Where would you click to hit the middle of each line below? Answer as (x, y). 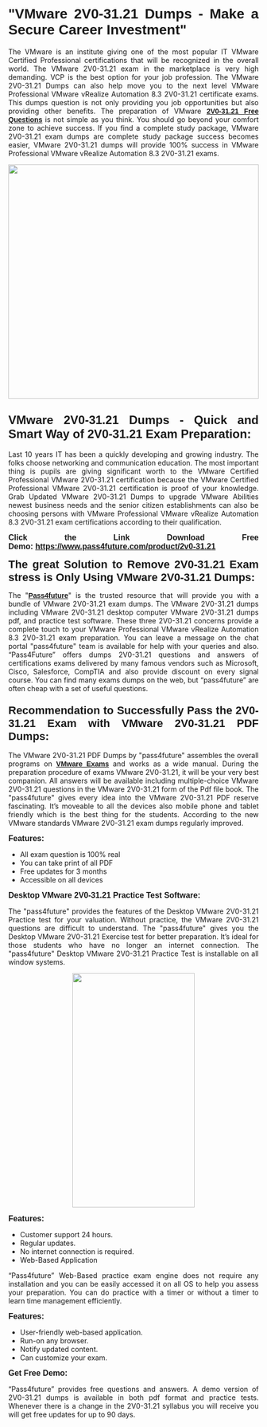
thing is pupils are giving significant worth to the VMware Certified (133, 471)
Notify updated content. (59, 1350)
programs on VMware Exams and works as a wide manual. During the (134, 764)
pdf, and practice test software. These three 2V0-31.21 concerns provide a (133, 620)
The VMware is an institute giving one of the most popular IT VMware (133, 51)
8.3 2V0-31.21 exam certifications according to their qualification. (115, 522)
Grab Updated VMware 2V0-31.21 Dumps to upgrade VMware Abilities (133, 497)
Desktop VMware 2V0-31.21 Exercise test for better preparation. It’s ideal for (133, 937)
